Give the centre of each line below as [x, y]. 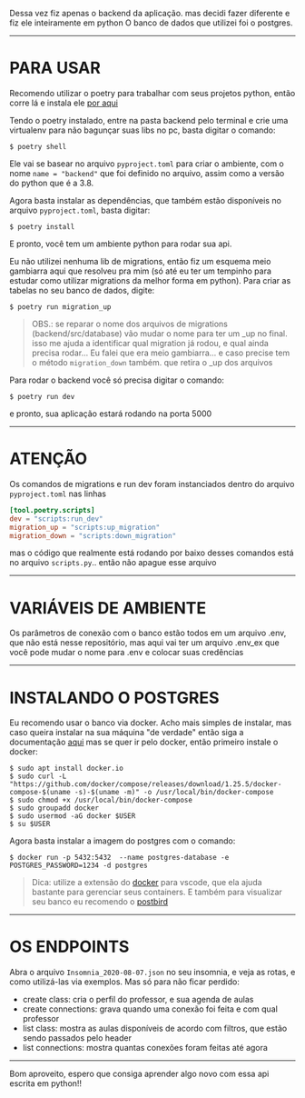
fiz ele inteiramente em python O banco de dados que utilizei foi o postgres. [151, 23]
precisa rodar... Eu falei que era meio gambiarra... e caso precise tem [161, 353]
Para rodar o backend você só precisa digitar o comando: [117, 380]
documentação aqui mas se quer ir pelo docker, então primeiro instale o [144, 742]
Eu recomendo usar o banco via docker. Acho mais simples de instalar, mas [151, 723]
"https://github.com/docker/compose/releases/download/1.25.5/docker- [146, 784]
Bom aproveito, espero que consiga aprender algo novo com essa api [139, 1074]
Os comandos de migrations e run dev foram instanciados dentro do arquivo [152, 484]
